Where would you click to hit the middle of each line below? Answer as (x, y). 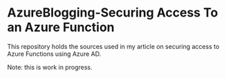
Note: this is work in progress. (50, 67)
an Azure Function (61, 27)
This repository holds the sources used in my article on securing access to (113, 46)
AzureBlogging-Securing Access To (113, 13)
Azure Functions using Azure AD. (54, 54)
